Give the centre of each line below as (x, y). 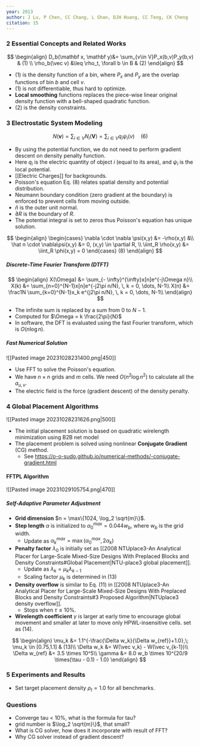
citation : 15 (22, 23)
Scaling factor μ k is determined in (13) (70, 577)
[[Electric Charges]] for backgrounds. (61, 176)
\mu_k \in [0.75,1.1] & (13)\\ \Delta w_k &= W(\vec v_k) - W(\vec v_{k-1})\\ (100, 647)
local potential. (33, 169)
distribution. (30, 189)
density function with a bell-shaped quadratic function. (82, 101)
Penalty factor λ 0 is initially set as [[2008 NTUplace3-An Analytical (98, 549)
